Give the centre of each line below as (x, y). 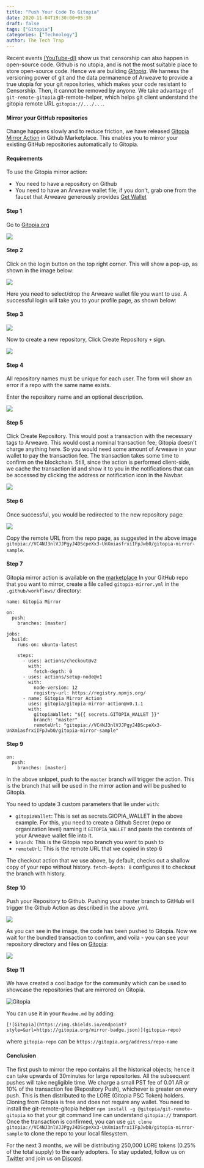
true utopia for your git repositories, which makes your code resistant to (97, 84)
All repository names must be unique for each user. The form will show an (99, 378)
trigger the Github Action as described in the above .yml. (78, 908)
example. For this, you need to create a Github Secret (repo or (93, 823)
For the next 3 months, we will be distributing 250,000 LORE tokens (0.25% (101, 1145)
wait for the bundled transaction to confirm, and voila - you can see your (98, 938)
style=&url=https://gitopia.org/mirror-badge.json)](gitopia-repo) (94, 1030)
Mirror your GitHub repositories (47, 118)
